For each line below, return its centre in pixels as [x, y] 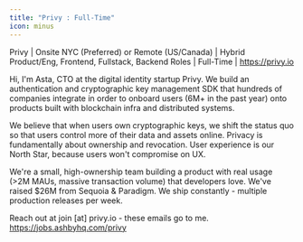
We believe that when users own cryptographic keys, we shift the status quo [151, 125]
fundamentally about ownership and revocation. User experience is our [142, 144]
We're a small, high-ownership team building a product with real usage [141, 172]
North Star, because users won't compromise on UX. [108, 154]
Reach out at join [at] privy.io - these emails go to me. [109, 218]
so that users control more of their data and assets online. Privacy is [136, 135]
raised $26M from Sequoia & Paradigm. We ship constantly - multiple [138, 191]
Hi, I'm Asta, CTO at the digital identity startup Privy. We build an [130, 79]
